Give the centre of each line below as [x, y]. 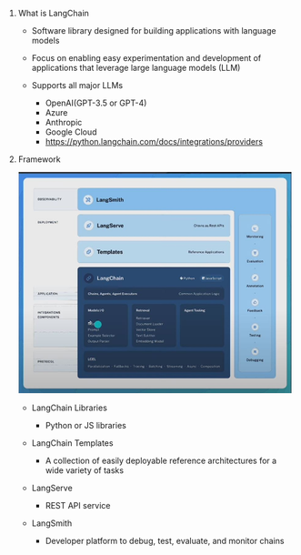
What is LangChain [53, 13]
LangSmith [52, 523]
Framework [39, 159]
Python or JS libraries [86, 426]
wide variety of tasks [85, 470]
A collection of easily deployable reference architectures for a [161, 461]
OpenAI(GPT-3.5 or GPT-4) [96, 103]
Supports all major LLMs [77, 85]
